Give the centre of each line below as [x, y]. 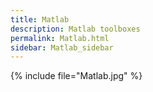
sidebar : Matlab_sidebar [62, 47]
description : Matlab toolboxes [75, 29]
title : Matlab [40, 19]
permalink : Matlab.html [60, 38]
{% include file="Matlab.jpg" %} [76, 76]
